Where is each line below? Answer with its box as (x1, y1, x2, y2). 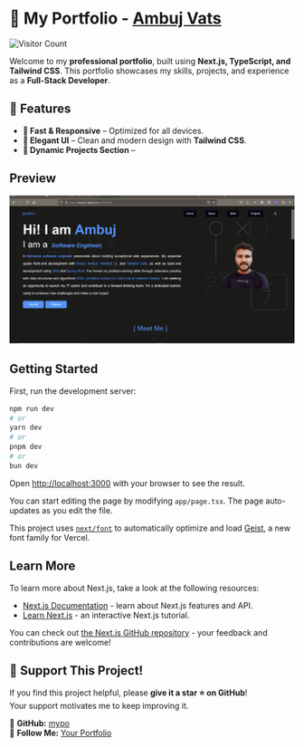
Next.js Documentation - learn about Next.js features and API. (22, 599, 253, 610)
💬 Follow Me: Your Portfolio (9, 728, 112, 739)
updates (9, 504, 41, 515)
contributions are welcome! (9, 637, 111, 647)
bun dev (9, 461, 39, 470)
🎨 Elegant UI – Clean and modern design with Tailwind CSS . (22, 135, 247, 146)
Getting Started (9, 361, 99, 377)
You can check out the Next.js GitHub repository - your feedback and (9, 627, 269, 637)
